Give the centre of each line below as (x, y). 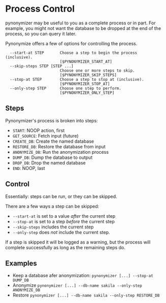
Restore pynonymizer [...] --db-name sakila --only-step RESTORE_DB (86, 295)
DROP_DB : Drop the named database (49, 162)
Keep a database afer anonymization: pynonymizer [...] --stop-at (83, 276)
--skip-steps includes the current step (53, 227)
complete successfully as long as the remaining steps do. (65, 247)
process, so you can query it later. (41, 33)
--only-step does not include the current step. (61, 232)
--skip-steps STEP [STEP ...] (42, 66)
